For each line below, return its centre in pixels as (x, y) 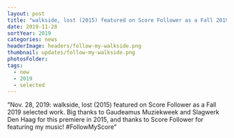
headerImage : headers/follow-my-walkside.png (74, 46)
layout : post (26, 14)
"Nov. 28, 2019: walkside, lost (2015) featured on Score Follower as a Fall (112, 105)
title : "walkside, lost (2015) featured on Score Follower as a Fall (110, 20)
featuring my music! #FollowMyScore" (62, 127)
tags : (15, 66)
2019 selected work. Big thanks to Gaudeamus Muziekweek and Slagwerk (113, 112)
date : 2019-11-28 (32, 26)
